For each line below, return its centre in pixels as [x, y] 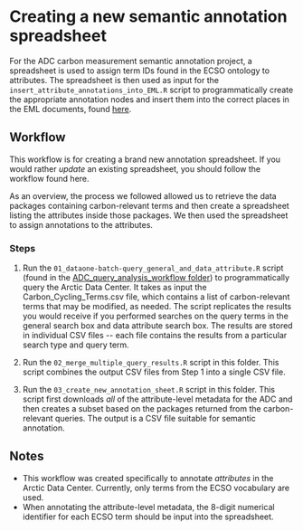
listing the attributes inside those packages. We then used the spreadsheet [149, 215]
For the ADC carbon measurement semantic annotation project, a [131, 61]
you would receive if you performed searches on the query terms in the [156, 316]
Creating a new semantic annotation [148, 17]
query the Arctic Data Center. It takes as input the [114, 288]
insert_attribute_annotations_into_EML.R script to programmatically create [151, 90]
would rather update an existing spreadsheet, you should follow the [135, 168]
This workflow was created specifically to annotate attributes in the [148, 478]
